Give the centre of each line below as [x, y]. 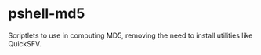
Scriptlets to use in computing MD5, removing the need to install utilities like [130, 35]
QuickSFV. [25, 43]
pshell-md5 [47, 14]
